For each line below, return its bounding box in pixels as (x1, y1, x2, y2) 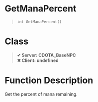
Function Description (4, 75, 94, 86)
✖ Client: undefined (16, 57, 59, 63)
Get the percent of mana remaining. (4, 91, 78, 97)
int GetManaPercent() (16, 19, 62, 24)
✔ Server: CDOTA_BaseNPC (16, 52, 76, 58)
